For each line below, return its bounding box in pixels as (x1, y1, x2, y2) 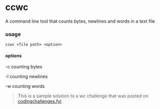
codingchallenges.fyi (17, 98, 62, 104)
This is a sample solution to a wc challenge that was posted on (17, 93, 148, 99)
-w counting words (5, 83, 45, 89)
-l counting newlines (5, 73, 48, 79)
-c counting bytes (5, 64, 43, 70)
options (5, 52, 22, 59)
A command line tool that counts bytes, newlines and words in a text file (5, 18, 155, 24)
